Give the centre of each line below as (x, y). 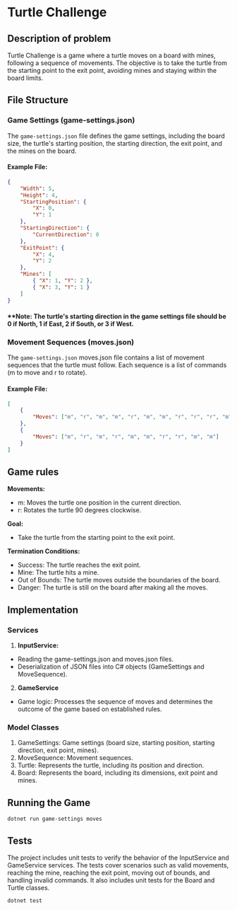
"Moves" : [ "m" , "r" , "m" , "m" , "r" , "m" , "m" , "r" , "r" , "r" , (126, 417)
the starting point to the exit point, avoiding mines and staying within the (112, 70)
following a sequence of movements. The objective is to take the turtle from (117, 63)
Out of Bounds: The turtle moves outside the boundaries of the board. (119, 580)
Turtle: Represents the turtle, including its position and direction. (111, 766)
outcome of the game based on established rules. (90, 709)
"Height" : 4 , (39, 195)
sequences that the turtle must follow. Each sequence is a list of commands (117, 365)
